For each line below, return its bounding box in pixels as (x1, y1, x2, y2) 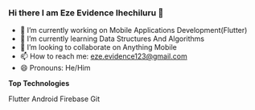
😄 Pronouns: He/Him (19, 63, 91, 73)
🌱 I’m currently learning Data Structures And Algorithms (19, 34, 205, 43)
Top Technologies (8, 79, 70, 88)
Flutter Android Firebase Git (8, 94, 101, 104)
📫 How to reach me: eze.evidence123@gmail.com (19, 51, 187, 61)
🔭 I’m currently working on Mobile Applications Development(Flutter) (19, 26, 248, 35)
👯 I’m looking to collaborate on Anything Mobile (19, 43, 177, 52)
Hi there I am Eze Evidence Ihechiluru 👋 (8, 7, 164, 18)
